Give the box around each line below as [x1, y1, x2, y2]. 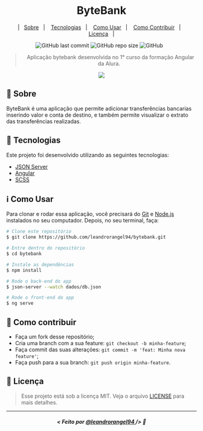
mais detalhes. [21, 398, 58, 406]
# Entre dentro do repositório [6, 245, 85, 251]
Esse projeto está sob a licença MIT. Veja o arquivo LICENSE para [21, 392, 185, 400]
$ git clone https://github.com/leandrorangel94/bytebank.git [6, 234, 166, 241]
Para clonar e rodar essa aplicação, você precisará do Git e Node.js [6, 210, 174, 218]
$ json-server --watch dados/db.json [6, 284, 101, 290]
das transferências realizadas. [6, 117, 82, 125]
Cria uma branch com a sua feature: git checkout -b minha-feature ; [14, 339, 186, 346]
